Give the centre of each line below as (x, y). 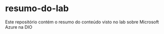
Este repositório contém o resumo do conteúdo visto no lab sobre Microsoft (82, 22)
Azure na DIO (19, 27)
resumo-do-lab (37, 8)
